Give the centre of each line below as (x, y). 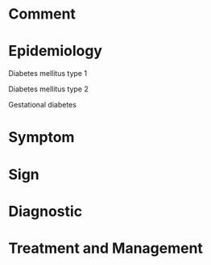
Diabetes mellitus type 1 (48, 74)
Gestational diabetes (42, 105)
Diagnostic (46, 211)
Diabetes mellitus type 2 (48, 89)
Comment (42, 14)
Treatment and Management (106, 248)
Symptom (41, 137)
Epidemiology (56, 51)
